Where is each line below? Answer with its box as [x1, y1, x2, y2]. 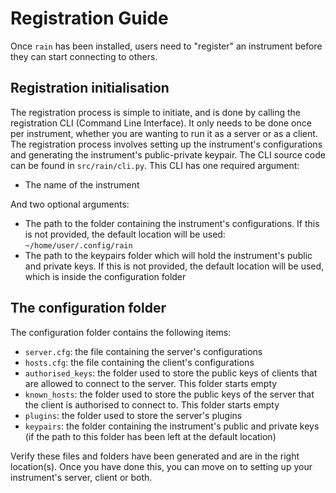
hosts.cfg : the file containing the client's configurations [24, 356, 255, 368]
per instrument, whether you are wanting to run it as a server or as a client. [10, 127, 318, 139]
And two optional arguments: [10, 198, 130, 210]
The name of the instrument [24, 178, 140, 191]
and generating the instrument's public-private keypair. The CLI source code [10, 148, 326, 161]
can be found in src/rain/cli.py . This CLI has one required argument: [10, 159, 300, 171]
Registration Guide [10, 7, 169, 30]
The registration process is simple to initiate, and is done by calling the [10, 106, 301, 118]
